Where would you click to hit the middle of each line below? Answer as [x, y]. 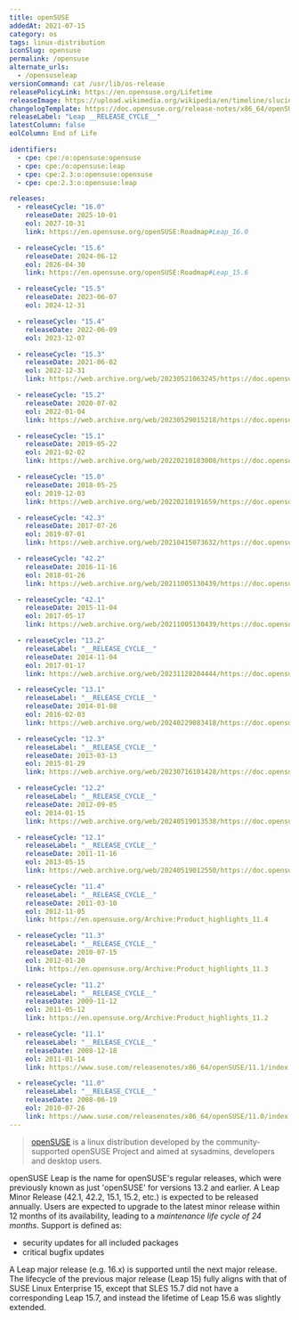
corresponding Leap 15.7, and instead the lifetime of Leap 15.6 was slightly [145, 1298]
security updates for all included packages [101, 1243]
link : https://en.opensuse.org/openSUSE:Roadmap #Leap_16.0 [137, 232]
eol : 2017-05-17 [56, 616]
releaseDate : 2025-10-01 [71, 216]
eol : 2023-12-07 [56, 338]
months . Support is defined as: [66, 1225]
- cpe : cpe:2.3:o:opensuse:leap [77, 183]
